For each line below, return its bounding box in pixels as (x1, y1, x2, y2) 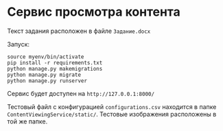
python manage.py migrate (7, 71, 81, 78)
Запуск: (7, 40, 30, 48)
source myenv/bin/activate (7, 53, 84, 60)
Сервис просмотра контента (7, 4, 180, 20)
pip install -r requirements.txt (7, 59, 103, 66)
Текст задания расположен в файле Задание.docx (7, 27, 151, 35)
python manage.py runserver (7, 77, 88, 84)
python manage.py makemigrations (7, 65, 103, 72)
